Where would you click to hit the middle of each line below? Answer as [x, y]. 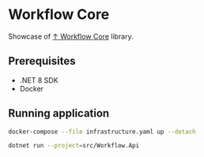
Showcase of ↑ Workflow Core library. [71, 36]
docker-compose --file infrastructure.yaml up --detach [102, 132]
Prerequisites [42, 61]
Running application [59, 113]
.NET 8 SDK [39, 80]
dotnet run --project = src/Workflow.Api [74, 146]
